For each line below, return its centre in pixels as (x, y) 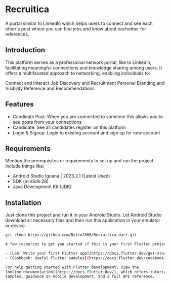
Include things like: (25, 166)
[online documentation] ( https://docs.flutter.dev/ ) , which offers (77, 272)
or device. (16, 226)
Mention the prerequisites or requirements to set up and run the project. (80, 161)
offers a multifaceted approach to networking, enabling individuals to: (78, 73)
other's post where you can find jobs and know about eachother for (76, 28)
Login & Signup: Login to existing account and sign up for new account (86, 132)
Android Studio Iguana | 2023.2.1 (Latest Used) (61, 176)
